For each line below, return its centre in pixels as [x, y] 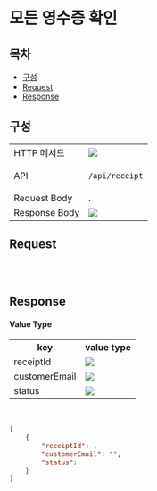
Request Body [43, 198]
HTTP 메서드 [39, 152]
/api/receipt [116, 176]
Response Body [47, 212]
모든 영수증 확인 [63, 18]
